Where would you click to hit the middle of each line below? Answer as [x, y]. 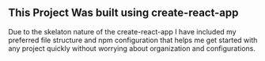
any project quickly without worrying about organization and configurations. [132, 48]
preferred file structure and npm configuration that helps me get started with [133, 40]
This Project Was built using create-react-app [123, 13]
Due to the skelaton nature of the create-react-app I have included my [122, 31]
